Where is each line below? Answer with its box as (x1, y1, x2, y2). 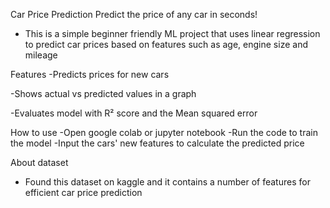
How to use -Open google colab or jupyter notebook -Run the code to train (10, 127, 318, 138)
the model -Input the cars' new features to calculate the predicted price (10, 137, 305, 149)
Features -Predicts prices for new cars (10, 69, 170, 80)
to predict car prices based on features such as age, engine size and (24, 39, 308, 50)
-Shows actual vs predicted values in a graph (10, 88, 197, 99)
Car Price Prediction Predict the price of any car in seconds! (10, 9, 258, 20)
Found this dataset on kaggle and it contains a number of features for (24, 176, 311, 188)
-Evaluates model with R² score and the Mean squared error (10, 107, 258, 119)
